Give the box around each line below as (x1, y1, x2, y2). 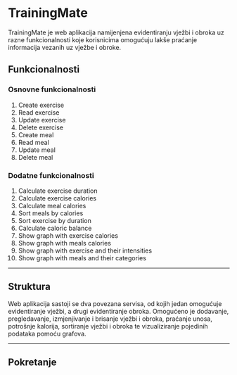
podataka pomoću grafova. (8, 329, 87, 338)
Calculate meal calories (18, 201, 87, 210)
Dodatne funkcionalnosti (8, 170, 94, 180)
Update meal (18, 146, 56, 154)
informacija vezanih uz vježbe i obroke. (8, 43, 122, 51)
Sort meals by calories (18, 209, 84, 217)
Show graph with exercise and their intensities (18, 246, 153, 255)
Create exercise (18, 101, 65, 109)
